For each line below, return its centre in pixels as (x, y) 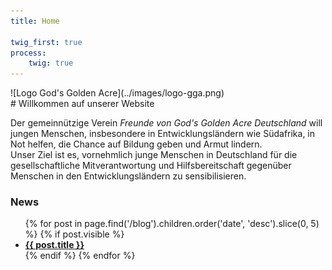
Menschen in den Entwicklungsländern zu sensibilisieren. (128, 176)
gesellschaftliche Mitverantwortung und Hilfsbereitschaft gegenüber (151, 166)
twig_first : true (46, 42)
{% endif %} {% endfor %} (80, 256)
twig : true (51, 63)
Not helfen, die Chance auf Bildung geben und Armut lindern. (136, 144)
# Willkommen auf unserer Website (82, 104)
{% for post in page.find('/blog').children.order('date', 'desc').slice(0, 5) (172, 224)
